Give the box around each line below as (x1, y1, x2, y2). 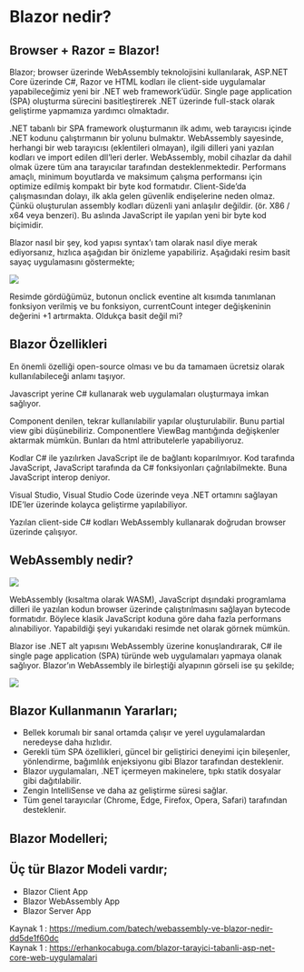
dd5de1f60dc (9, 932, 59, 943)
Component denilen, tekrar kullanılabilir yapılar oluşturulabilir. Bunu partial (9, 416, 285, 426)
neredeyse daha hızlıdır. (22, 737, 113, 747)
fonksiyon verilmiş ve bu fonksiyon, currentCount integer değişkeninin (9, 301, 271, 311)
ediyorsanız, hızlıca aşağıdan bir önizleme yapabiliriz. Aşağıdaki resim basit (9, 247, 290, 257)
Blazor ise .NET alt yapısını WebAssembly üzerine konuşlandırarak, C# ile (9, 640, 283, 651)
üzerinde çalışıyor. (9, 526, 78, 537)
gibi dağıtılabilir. (22, 776, 82, 787)
